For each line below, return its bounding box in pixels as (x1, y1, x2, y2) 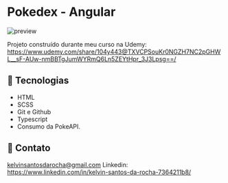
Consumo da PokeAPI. (16, 122, 81, 131)
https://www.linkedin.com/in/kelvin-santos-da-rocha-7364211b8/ (7, 168, 192, 176)
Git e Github (16, 107, 52, 116)
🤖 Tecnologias (7, 75, 69, 87)
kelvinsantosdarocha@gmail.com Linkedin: (7, 160, 128, 169)
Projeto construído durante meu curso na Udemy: (7, 40, 148, 48)
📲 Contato (7, 142, 51, 154)
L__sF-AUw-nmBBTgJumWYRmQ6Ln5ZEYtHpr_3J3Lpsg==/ (7, 54, 176, 63)
